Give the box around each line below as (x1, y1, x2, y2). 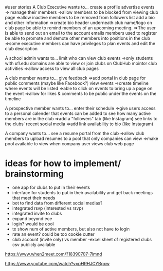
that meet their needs (12, 195, 55, 201)
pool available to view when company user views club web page (5, 141, 134, 146)
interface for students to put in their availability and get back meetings (12, 189, 153, 195)
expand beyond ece (12, 215, 53, 222)
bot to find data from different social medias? (12, 200, 103, 206)
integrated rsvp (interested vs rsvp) (12, 205, 84, 211)
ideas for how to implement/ (5, 158, 121, 169)
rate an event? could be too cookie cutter (12, 231, 95, 237)
